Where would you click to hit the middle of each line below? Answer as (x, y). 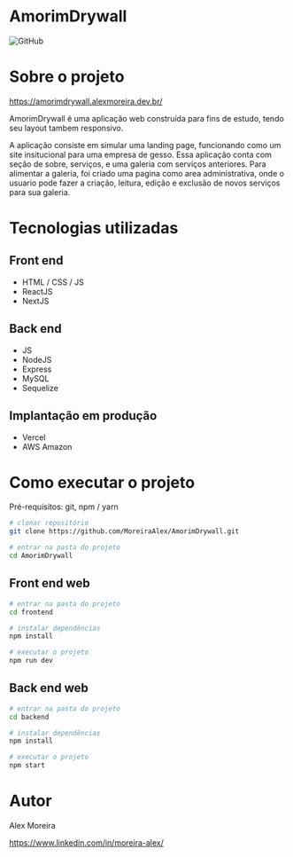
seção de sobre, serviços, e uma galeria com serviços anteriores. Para (138, 164)
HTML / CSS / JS (53, 282)
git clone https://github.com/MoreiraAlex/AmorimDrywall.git (124, 531)
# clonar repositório (49, 523)
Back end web (49, 688)
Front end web (50, 583)
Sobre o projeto (67, 77)
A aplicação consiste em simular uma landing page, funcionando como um (145, 145)
